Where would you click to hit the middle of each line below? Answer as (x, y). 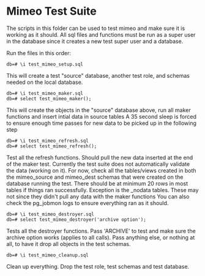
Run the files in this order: (39, 53)
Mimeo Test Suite (51, 11)
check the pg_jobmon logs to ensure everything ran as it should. (88, 203)
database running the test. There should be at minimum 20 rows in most (97, 183)
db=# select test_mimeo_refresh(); (52, 146)
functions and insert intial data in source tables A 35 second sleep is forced (102, 116)
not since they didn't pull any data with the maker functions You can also (98, 196)
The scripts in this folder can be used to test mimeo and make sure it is (96, 28)
